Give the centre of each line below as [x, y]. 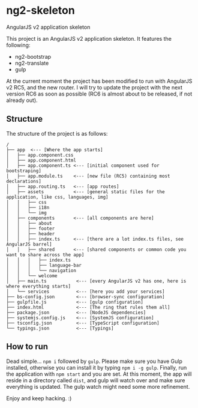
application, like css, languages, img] [58, 197]
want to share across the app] [45, 255]
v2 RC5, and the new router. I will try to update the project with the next [94, 87]
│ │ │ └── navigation [41, 271]
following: [18, 45]
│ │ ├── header [31, 234]
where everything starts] [38, 286]
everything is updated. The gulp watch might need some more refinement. [98, 386]
